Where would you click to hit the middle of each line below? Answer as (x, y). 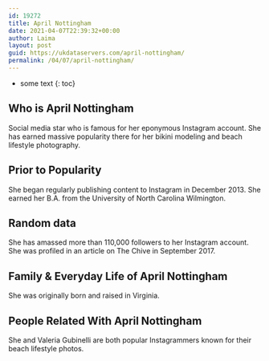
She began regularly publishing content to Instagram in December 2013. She (134, 189)
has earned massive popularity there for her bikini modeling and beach (126, 136)
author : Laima (32, 38)
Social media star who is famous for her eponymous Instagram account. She (135, 128)
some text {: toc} (48, 83)
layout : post (30, 46)
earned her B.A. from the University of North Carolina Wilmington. (117, 198)
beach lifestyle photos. (46, 348)
